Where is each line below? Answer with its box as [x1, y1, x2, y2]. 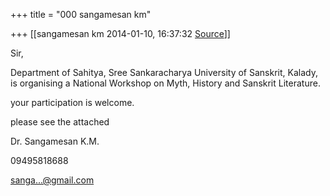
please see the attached [10, 116, 110, 128]
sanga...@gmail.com [10, 174, 95, 186]
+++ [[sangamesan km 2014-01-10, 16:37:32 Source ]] [10, 28, 231, 39]
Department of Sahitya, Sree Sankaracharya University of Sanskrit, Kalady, [10, 67, 318, 78]
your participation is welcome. [10, 97, 135, 108]
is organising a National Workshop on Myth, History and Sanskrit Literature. [10, 77, 321, 89]
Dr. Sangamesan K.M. [10, 135, 100, 147]
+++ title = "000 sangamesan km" [10, 9, 152, 20]
